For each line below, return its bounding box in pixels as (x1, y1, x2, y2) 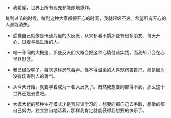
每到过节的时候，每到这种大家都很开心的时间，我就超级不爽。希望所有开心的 (5, 15, 166, 21)
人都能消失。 (5, 22, 32, 27)
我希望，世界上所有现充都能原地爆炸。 (12, 5, 93, 10)
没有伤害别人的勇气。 (12, 73, 58, 79)
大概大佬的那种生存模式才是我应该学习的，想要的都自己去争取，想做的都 (12, 101, 165, 107)
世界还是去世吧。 (12, 91, 49, 96)
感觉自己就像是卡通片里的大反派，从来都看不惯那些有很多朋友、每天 (12, 33, 156, 38)
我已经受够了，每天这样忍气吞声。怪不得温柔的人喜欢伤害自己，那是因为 (12, 67, 165, 73)
